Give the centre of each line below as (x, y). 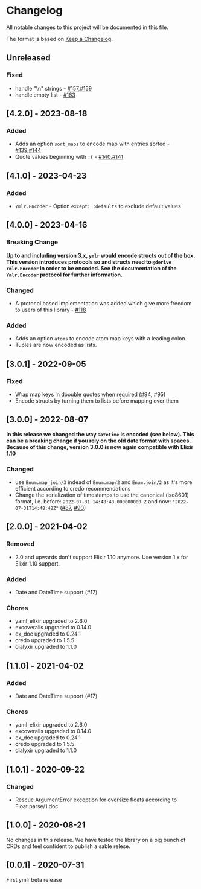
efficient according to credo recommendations (73, 489)
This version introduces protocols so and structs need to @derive (89, 262)
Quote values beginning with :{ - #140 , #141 (69, 157)
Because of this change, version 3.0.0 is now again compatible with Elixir (100, 447)
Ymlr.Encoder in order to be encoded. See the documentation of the (91, 268)
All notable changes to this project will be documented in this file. (88, 27)
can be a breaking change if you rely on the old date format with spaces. (99, 441)
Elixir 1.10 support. (37, 563)
